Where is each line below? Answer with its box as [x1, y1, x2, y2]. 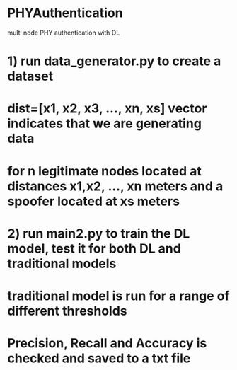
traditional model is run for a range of [7, 288, 230, 303]
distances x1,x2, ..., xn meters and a [7, 178, 224, 194]
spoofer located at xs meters [7, 193, 180, 209]
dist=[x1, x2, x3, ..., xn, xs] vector [7, 100, 207, 117]
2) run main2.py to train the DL [7, 225, 190, 241]
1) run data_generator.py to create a [7, 53, 221, 69]
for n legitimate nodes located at [7, 163, 202, 179]
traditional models [7, 255, 117, 272]
